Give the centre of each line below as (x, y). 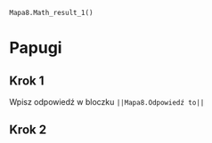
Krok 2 (28, 130)
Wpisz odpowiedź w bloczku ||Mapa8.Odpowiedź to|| (107, 102)
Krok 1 (27, 80)
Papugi (36, 48)
